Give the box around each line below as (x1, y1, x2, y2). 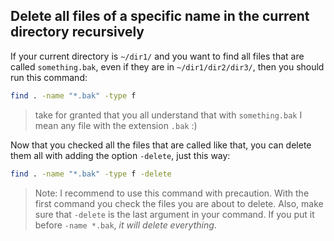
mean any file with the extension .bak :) (34, 119, 198, 131)
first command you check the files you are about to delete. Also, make (34, 197, 324, 209)
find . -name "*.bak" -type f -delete (10, 169, 172, 179)
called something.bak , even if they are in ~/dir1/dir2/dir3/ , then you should (10, 60, 325, 73)
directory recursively (10, 24, 145, 41)
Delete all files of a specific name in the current (10, 8, 310, 25)
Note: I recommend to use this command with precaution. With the (34, 187, 310, 199)
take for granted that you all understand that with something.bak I (34, 109, 303, 121)
